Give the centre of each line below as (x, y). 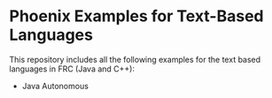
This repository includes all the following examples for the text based (135, 59)
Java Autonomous (55, 86)
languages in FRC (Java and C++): (72, 69)
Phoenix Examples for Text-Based (136, 16)
